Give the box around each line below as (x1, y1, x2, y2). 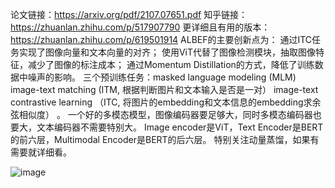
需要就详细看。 (10, 146, 72, 158)
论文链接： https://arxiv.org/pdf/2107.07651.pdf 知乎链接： (10, 9, 248, 20)
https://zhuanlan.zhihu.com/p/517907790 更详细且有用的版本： (10, 21, 271, 33)
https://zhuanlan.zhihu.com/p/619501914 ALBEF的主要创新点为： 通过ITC (10, 34, 313, 45)
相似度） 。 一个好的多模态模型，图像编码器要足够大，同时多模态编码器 (18, 109, 313, 120)
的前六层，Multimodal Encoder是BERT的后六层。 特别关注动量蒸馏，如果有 (10, 134, 320, 145)
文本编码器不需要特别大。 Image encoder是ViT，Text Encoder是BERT (36, 121, 324, 133)
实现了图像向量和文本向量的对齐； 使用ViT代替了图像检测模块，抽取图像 (18, 46, 317, 58)
